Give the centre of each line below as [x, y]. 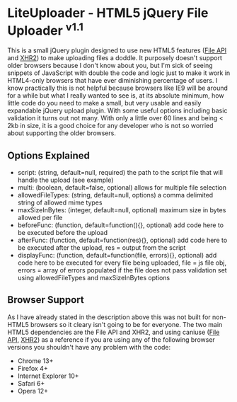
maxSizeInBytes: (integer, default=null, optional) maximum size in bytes [122, 210]
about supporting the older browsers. [62, 133]
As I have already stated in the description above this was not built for [109, 317]
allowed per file [40, 218]
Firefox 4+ [33, 368]
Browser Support [46, 300]
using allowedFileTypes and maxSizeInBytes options [94, 278]
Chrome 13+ [35, 361]
